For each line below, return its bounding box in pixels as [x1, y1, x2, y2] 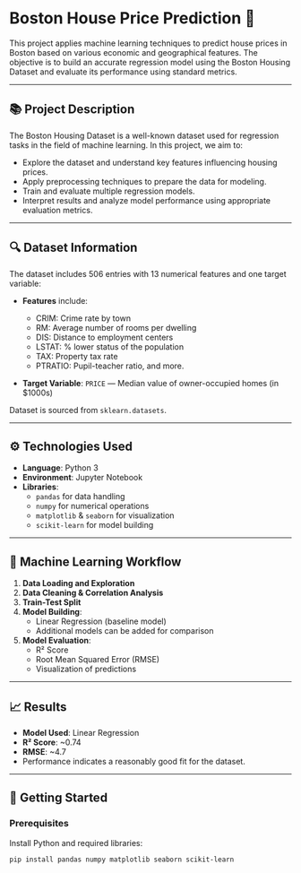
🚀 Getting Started [9, 791, 108, 806]
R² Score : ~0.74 [21, 737, 82, 748]
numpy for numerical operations [35, 501, 150, 512]
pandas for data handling [35, 491, 125, 502]
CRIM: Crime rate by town [35, 313, 132, 324]
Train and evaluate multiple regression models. [21, 186, 195, 196]
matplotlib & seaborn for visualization [35, 510, 175, 521]
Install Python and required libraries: [9, 837, 143, 848]
